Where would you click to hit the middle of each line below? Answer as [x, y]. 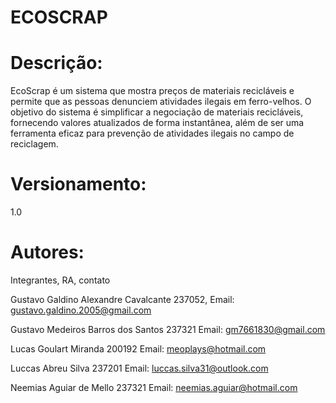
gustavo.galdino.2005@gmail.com [81, 310]
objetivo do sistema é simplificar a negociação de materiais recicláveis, [157, 112]
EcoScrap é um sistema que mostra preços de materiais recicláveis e [152, 91]
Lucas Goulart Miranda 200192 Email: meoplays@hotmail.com [138, 349]
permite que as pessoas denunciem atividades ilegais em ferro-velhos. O [161, 102]
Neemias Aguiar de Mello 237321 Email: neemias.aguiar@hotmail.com [154, 387]
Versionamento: [78, 184]
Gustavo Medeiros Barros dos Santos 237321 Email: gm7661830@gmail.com [168, 329]
